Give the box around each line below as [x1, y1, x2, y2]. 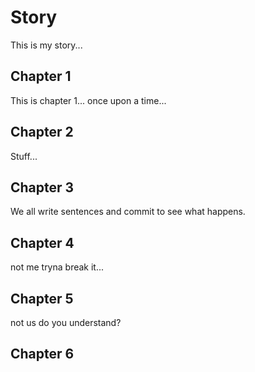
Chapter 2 [10, 124, 74, 141]
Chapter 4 [10, 234, 75, 251]
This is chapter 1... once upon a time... [10, 94, 167, 106]
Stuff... [10, 150, 38, 162]
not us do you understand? [10, 317, 122, 328]
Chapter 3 [10, 179, 75, 196]
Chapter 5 [10, 290, 74, 307]
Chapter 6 [10, 346, 75, 363]
